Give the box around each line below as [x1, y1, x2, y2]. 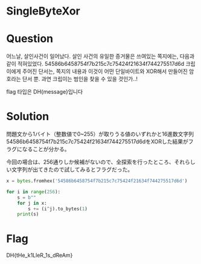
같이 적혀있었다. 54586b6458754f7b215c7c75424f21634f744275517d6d [6, 60, 185, 68]
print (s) [17, 211, 39, 217]
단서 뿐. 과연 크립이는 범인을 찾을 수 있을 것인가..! [22, 76, 138, 83]
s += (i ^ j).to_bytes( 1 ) [28, 205, 88, 212]
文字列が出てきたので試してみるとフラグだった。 [11, 166, 133, 173]
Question [6, 32, 53, 46]
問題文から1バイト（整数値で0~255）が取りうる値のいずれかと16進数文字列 [6, 130, 194, 138]
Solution [6, 110, 49, 123]
